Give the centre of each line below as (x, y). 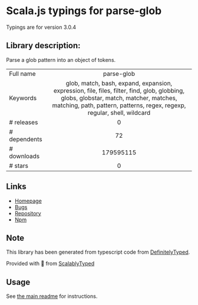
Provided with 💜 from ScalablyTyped (50, 264)
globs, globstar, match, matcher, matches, (119, 98)
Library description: (43, 46)
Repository (28, 213)
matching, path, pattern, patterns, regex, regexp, (119, 105)
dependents (26, 139)
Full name (23, 74)
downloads (24, 156)
